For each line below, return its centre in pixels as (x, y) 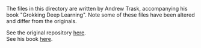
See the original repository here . (46, 33)
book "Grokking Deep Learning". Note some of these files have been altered (100, 15)
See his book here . (29, 39)
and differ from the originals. (42, 21)
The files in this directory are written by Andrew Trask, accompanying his (97, 9)
